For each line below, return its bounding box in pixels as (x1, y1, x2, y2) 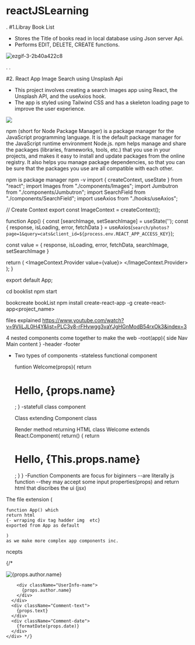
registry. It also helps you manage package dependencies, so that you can (6, 158, 186, 165)
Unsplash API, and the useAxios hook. (14, 93, 106, 100)
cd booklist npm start (6, 288, 57, 295)
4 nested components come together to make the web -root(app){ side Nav (6, 334, 188, 341)
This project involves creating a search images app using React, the (14, 86, 178, 93)
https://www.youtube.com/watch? (42, 316, 124, 323)
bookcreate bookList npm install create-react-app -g (6, 299, 133, 306)
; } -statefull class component (14, 403, 86, 410)
